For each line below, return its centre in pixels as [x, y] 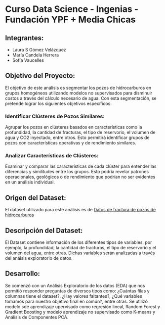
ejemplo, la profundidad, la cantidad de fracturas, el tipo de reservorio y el [81, 248]
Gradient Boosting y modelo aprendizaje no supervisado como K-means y [80, 312]
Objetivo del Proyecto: [40, 76]
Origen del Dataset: [36, 198]
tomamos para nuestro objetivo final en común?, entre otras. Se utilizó [77, 301]
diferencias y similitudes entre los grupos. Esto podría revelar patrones [77, 172]
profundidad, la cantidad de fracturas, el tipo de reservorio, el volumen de [80, 133]
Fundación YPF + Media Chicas [70, 20]
